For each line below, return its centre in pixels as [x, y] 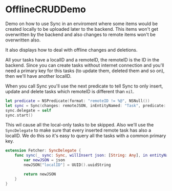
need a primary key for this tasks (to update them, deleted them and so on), [85, 71]
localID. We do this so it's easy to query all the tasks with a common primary [86, 136]
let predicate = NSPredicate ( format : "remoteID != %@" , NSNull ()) [78, 101]
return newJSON [40, 174]
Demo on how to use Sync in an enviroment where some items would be [81, 24]
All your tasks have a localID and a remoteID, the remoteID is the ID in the [82, 59]
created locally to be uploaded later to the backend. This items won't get [82, 29]
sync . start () [19, 115]
